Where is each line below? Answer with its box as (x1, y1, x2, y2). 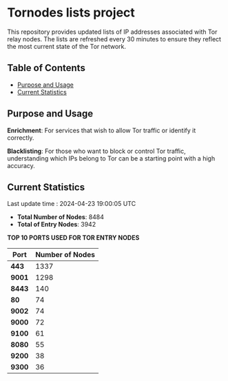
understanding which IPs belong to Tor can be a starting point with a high (7, 154, 216, 163)
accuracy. (7, 161, 36, 169)
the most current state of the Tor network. (7, 42, 126, 50)
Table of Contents (7, 62, 86, 74)
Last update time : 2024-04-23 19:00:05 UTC (7, 200, 136, 208)
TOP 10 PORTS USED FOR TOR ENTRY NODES (7, 234, 140, 242)
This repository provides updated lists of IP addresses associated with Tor (7, 28, 218, 36)
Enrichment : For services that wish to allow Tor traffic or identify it (7, 126, 196, 134)
